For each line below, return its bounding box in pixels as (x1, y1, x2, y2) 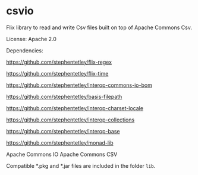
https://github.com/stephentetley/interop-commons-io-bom (6, 82, 153, 89)
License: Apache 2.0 (6, 35, 56, 42)
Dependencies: (6, 46, 43, 54)
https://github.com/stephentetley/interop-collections (6, 116, 135, 123)
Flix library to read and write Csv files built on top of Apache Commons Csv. (6, 24, 192, 31)
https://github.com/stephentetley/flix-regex (6, 58, 112, 65)
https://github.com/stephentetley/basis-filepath (6, 93, 122, 100)
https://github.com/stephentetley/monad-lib (6, 139, 114, 146)
